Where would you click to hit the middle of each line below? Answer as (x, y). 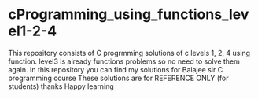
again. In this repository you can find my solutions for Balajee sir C (116, 69)
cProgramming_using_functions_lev (129, 15)
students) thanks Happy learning (61, 86)
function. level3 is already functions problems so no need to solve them (124, 61)
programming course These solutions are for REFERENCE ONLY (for (118, 78)
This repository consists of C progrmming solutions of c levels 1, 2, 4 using (129, 53)
